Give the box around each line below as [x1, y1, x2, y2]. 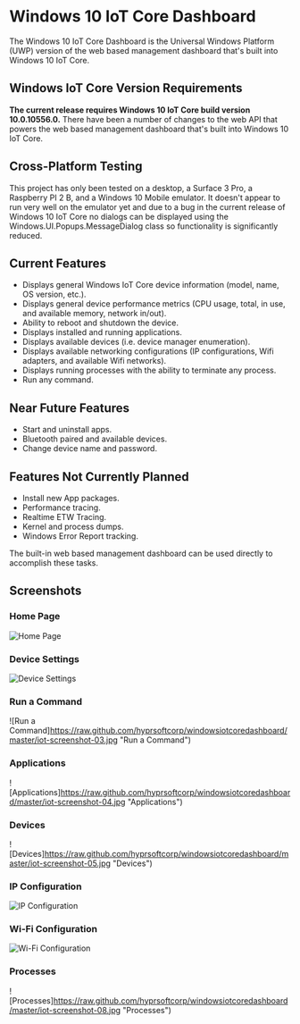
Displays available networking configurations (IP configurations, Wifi [21, 346, 274, 357]
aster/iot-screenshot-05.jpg [9, 858, 112, 869]
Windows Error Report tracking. [21, 531, 138, 541]
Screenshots [9, 583, 82, 599]
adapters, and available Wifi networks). [21, 356, 167, 366]
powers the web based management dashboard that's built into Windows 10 [9, 123, 289, 134]
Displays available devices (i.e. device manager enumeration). [21, 337, 251, 348]
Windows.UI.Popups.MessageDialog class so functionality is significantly [9, 221, 279, 231]
